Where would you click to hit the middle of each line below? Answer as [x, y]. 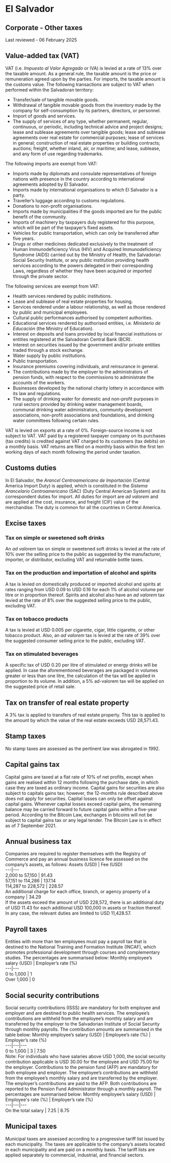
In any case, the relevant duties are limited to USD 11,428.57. [68, 913]
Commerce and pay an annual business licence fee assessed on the [77, 859]
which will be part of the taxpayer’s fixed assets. [63, 228]
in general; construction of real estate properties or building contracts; [86, 143]
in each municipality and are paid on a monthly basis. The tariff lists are [80, 1149]
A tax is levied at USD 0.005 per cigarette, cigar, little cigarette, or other [80, 630]
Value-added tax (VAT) [42, 56]
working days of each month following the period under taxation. [73, 452]
